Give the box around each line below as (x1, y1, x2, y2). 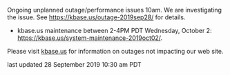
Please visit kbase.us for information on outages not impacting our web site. (7, 47, 224, 55)
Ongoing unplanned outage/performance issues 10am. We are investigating (7, 6, 222, 14)
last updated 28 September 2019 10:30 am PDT (7, 61, 142, 68)
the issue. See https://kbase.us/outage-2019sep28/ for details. (7, 13, 186, 21)
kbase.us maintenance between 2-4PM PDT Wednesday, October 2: (17, 27, 212, 34)
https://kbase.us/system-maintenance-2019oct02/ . (17, 34, 163, 42)
